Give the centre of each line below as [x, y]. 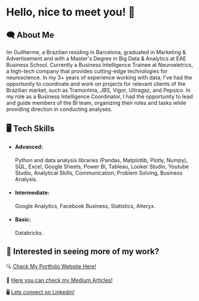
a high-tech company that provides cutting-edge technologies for [87, 71]
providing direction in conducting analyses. [59, 109]
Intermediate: [32, 193]
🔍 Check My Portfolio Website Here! [51, 266]
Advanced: [29, 147]
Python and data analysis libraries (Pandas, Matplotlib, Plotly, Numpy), [101, 160]
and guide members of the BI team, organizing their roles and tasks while [96, 103]
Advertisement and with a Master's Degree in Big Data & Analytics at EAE [96, 58]
